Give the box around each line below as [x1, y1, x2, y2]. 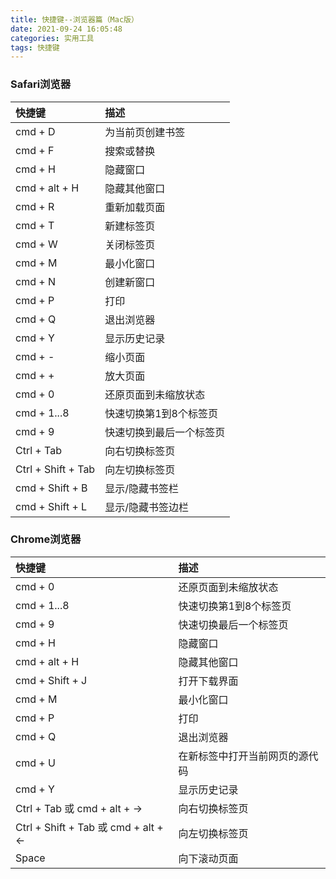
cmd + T [15, 218, 55, 232]
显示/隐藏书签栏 [104, 481, 179, 495]
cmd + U [15, 756, 56, 770]
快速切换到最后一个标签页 [104, 425, 226, 439]
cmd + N [15, 274, 56, 288]
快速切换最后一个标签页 [178, 617, 289, 631]
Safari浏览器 [10, 77, 72, 91]
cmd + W [15, 237, 58, 251]
